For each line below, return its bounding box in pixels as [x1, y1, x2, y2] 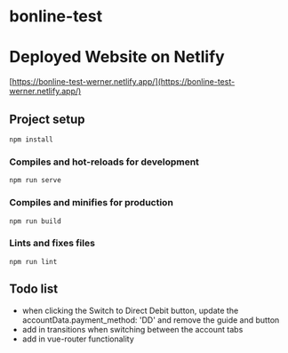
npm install [9, 135, 53, 144]
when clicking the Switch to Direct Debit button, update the [21, 305, 239, 316]
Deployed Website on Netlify [9, 47, 225, 68]
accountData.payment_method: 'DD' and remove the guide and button [21, 314, 280, 325]
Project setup [9, 111, 86, 126]
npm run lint [9, 257, 58, 266]
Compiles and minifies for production [9, 197, 173, 209]
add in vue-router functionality [21, 333, 135, 344]
